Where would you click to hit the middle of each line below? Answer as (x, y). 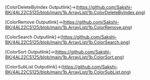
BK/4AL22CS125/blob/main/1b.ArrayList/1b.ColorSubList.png (67, 72)
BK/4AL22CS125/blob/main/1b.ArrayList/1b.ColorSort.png (64, 57)
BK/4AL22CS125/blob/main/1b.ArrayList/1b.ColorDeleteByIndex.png (75, 12)
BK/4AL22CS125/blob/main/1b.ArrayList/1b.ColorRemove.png (68, 27)
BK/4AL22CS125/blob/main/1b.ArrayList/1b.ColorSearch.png (67, 42)
